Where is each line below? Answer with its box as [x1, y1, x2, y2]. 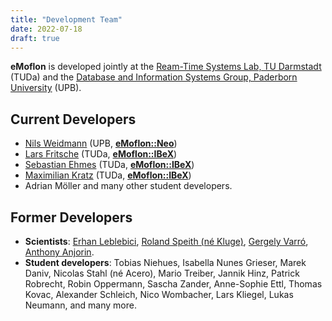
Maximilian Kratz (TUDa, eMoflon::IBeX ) [24, 169, 192, 181]
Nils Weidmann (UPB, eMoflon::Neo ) [24, 137, 178, 150]
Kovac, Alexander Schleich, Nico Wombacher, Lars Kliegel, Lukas [24, 289, 294, 300]
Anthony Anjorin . [24, 246, 95, 258]
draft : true [10, 33, 60, 43]
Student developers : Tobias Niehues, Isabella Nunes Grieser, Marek [24, 257, 307, 268]
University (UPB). [10, 82, 82, 94]
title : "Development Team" [10, 14, 123, 25]
